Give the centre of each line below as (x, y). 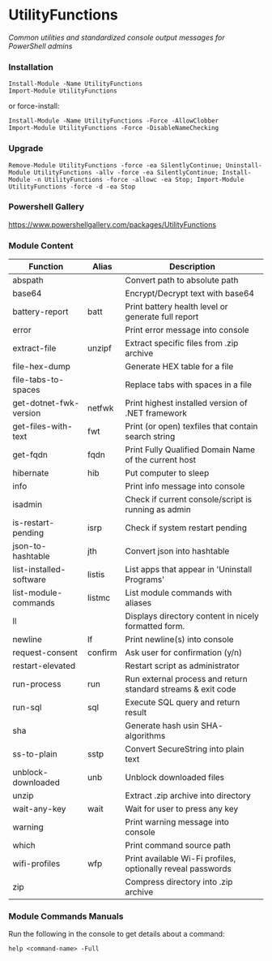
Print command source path (178, 846)
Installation (31, 67)
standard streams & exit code (181, 689)
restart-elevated (44, 666)
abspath (28, 280)
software (30, 580)
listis (96, 575)
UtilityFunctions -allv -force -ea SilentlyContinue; (126, 172)
